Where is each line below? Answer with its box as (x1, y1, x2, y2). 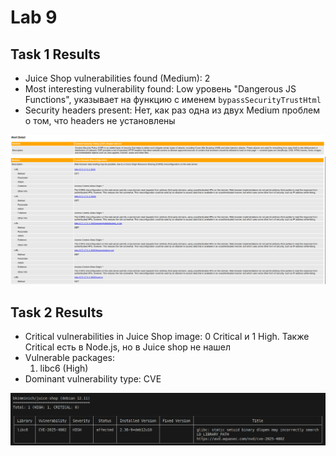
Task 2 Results (10, 304, 103, 321)
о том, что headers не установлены (24, 115, 176, 126)
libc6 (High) (39, 362, 89, 375)
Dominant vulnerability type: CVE (24, 373, 162, 385)
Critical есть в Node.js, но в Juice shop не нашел (24, 341, 231, 353)
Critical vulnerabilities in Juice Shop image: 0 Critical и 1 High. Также (24, 331, 310, 343)
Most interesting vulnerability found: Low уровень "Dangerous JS (24, 83, 297, 95)
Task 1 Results (10, 46, 101, 63)
